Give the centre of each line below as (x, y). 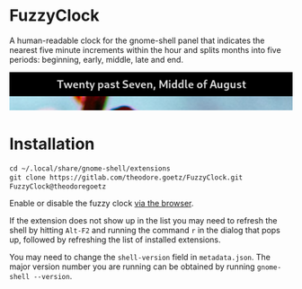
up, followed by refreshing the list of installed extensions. (115, 240)
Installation (52, 144)
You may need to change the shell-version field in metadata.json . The (140, 258)
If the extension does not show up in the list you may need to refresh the (143, 221)
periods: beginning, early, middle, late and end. (97, 59)
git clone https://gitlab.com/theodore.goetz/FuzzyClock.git (126, 178)
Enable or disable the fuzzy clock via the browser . (102, 204)
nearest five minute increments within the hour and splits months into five (145, 49)
